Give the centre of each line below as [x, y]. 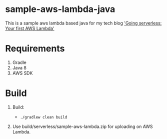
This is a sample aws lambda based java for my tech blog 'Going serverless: [83, 23]
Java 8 [19, 67]
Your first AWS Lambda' [30, 28]
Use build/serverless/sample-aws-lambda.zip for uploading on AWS [83, 126]
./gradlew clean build [43, 117]
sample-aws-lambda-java [60, 9]
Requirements [35, 49]
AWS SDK [22, 73]
